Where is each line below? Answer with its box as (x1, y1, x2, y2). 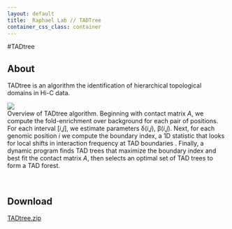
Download (7, 195, 52, 207)
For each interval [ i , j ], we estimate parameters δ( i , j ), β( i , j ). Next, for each (7, 124, 215, 133)
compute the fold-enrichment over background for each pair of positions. (7, 117, 219, 125)
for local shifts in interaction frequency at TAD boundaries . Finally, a (7, 139, 204, 148)
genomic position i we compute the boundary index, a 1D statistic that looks (7, 132, 225, 140)
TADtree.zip (7, 214, 42, 222)
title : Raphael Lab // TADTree (7, 17, 101, 24)
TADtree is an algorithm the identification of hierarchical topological (7, 81, 202, 90)
